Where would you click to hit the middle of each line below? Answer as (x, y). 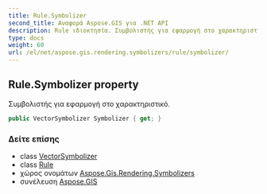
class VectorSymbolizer (58, 156)
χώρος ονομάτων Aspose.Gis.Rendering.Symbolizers (107, 173)
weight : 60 (26, 45)
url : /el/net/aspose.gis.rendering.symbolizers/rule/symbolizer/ (118, 52)
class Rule (37, 165)
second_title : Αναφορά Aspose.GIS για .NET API (89, 23)
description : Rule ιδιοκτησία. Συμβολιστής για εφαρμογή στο (112, 30)
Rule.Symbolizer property (74, 85)
